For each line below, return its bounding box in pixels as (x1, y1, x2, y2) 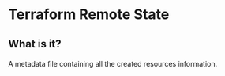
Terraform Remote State (8, 6, 170, 24)
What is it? (8, 37, 62, 51)
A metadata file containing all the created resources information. (8, 59, 218, 69)
